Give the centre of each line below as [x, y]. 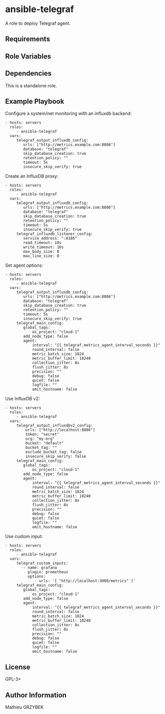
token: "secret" [42, 435]
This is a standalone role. [31, 85]
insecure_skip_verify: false [56, 457]
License [18, 667]
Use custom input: [24, 537]
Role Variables [28, 56]
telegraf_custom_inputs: [42, 563]
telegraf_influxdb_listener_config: [55, 234]
